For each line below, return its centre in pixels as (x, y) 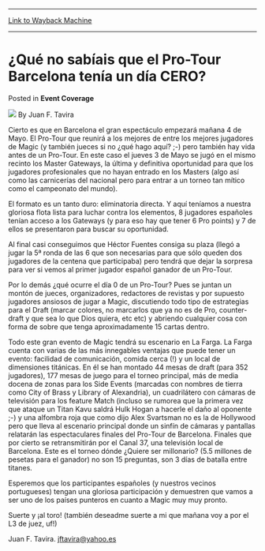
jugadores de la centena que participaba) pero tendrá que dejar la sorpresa (131, 261)
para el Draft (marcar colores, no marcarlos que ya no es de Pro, (113, 309)
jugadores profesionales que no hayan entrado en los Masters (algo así (123, 171)
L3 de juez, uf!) (33, 523)
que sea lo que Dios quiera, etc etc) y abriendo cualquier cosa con (139, 318)
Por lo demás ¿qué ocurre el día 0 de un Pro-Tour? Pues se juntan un (120, 284)
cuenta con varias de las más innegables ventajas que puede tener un (122, 350)
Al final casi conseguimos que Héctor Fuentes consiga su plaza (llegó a (124, 244)
